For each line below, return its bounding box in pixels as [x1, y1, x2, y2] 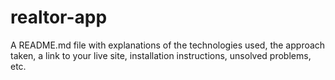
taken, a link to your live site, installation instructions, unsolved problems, [10, 49, 312, 61]
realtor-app [10, 6, 108, 29]
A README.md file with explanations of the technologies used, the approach [10, 39, 326, 51]
